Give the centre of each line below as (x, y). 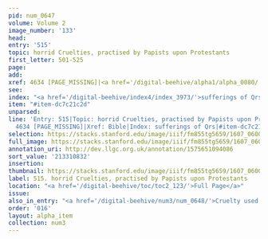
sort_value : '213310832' (49, 156)
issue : (19, 193)
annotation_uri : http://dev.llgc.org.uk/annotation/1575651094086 (121, 149)
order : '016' (30, 208)
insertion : (26, 164)
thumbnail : (26, 171)
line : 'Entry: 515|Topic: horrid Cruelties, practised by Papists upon (130, 119)
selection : (26, 134)
